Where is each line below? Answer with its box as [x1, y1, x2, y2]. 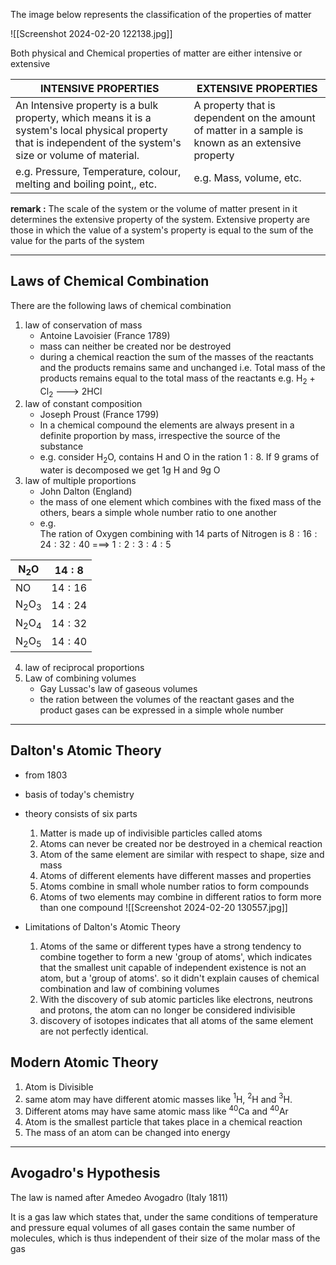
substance [39, 440, 84, 453]
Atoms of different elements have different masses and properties [39, 869, 312, 881]
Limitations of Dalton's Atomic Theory [24, 920, 181, 933]
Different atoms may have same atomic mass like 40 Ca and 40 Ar [24, 1104, 289, 1117]
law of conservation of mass [24, 319, 143, 331]
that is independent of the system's [15, 136, 182, 149]
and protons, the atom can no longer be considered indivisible [39, 1004, 296, 1016]
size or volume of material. [15, 149, 140, 162]
